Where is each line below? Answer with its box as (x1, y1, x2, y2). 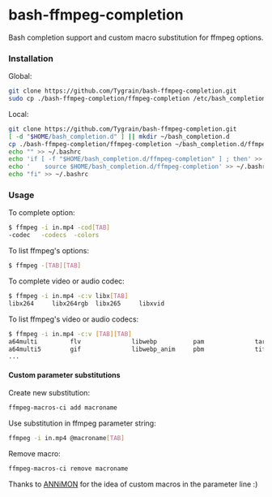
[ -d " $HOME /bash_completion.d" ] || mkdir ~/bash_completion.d (8, 132, 230, 140)
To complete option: (8, 208, 75, 218)
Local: (8, 109, 29, 119)
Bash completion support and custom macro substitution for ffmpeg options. (8, 32, 264, 42)
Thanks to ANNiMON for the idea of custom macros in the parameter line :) (8, 479, 258, 489)
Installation (8, 53, 54, 64)
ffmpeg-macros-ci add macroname (8, 404, 117, 412)
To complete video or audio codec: (8, 276, 125, 286)
